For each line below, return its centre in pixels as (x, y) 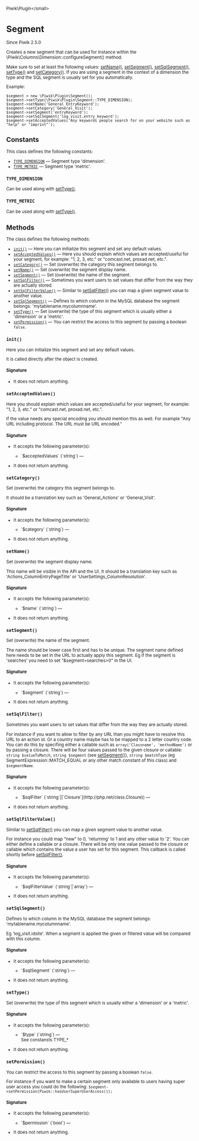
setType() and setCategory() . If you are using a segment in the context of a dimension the (97, 72)
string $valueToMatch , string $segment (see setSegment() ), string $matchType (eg (91, 755)
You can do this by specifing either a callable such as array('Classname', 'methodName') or (99, 745)
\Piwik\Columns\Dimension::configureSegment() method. (64, 57)
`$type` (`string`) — (40, 1035)
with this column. (24, 939)
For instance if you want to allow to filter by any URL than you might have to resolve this (96, 734)
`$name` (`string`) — (41, 609)
